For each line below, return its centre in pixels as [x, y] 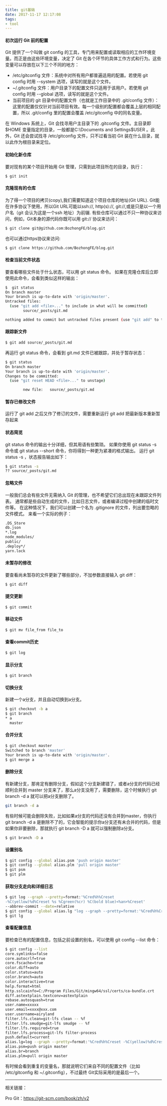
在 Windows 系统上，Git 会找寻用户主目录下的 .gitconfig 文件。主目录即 [78, 123]
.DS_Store [15, 523]
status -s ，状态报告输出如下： [37, 457]
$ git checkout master [29, 745]
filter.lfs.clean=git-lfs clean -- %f [45, 1019]
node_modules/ [20, 537]
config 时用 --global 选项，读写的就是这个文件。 [62, 94]
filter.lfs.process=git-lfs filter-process [51, 1033]
